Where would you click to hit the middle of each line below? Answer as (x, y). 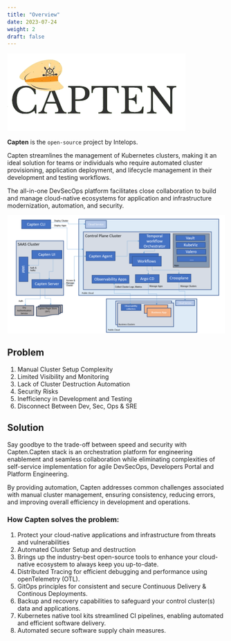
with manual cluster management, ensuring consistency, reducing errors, (111, 494)
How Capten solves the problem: (63, 520)
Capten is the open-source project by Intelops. (73, 142)
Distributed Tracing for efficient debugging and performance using (112, 571)
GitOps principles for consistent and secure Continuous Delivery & (112, 586)
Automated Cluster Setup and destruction (76, 549)
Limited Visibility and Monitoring (63, 376)
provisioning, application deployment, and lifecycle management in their (110, 170)
